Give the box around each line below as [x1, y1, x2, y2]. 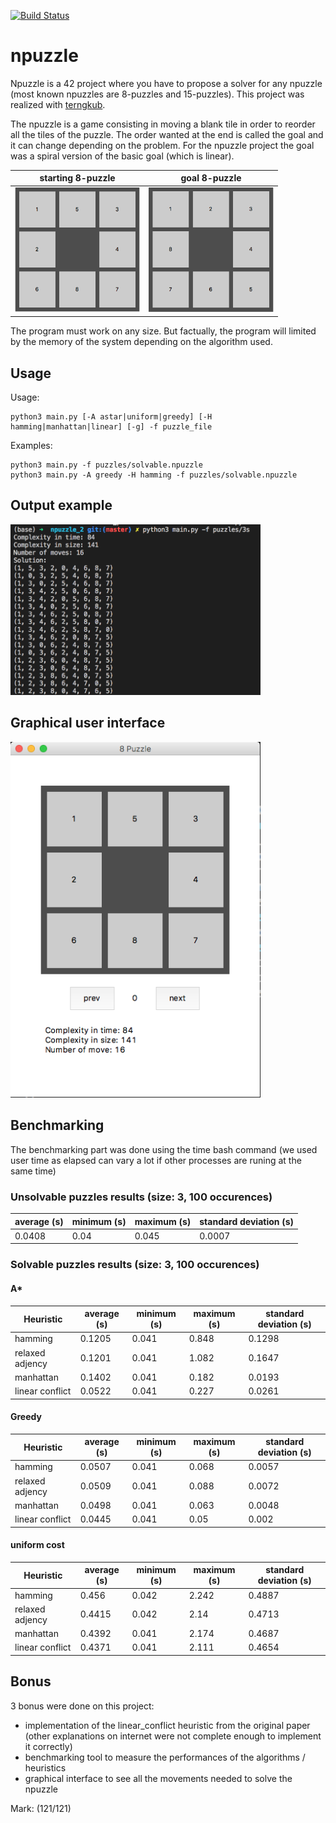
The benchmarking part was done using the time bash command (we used [10, 1143, 318, 1155]
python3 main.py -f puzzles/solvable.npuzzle [10, 460, 203, 470]
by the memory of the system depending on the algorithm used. [10, 336, 273, 348]
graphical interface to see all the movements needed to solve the [24, 1772, 293, 1784]
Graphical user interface [10, 715, 166, 732]
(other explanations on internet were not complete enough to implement [24, 1730, 322, 1742]
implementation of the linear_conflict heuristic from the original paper [24, 1719, 311, 1731]
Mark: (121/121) [10, 1802, 72, 1814]
